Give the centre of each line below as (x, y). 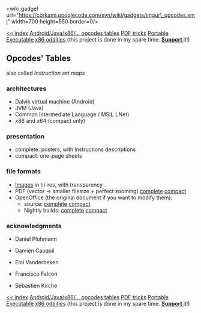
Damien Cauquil (34, 250)
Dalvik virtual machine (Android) (55, 102)
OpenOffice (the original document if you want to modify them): (94, 197)
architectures (26, 88)
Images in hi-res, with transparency (59, 184)
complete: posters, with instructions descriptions (75, 149)
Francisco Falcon (36, 274)
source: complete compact (57, 203)
